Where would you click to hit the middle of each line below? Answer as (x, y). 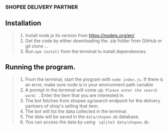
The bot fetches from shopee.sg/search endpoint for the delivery (93, 100)
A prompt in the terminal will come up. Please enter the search (91, 90)
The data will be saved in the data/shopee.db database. (82, 116)
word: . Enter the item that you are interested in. (75, 95)
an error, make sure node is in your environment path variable (89, 84)
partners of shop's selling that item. (62, 106)
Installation (23, 23)
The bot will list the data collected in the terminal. (76, 111)
